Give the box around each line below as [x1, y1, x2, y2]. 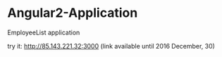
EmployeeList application [7, 28, 80, 37]
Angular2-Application [7, 5, 138, 21]
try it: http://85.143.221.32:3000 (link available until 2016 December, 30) [7, 42, 215, 50]
